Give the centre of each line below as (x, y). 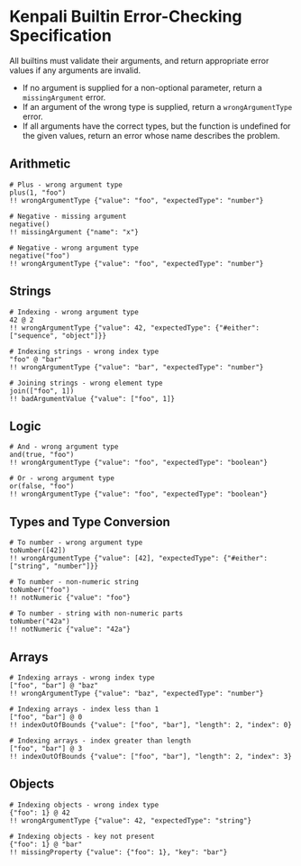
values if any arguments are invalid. (75, 70)
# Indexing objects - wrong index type (84, 805)
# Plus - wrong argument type (66, 185)
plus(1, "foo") (38, 192)
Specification (61, 36)
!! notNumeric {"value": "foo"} (70, 598)
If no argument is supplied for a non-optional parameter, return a (142, 87)
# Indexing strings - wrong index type (84, 351)
